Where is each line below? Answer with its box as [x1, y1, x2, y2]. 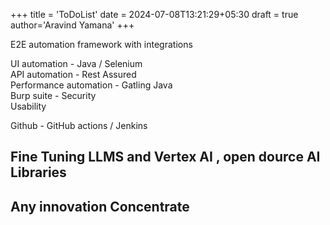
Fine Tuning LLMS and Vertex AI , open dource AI [10, 149, 321, 166]
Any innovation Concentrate [10, 198, 190, 215]
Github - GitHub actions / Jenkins [10, 120, 148, 131]
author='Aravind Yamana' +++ [10, 19, 135, 31]
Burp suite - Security [10, 90, 97, 101]
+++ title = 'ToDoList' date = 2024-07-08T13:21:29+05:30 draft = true [10, 9, 299, 20]
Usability [10, 100, 47, 112]
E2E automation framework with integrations [10, 39, 193, 50]
